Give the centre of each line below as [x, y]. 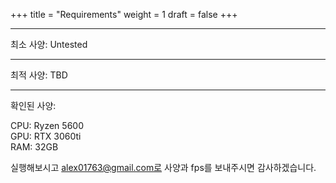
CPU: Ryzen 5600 [47, 125]
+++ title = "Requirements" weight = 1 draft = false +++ [124, 14]
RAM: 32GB [34, 147]
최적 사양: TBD [39, 75]
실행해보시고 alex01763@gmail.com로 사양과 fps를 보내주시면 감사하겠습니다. [163, 167]
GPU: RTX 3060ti [46, 136]
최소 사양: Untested [49, 44]
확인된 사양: [33, 105]
